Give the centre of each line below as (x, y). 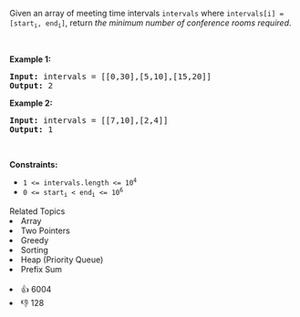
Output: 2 (31, 86)
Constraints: (34, 165)
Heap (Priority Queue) (62, 260)
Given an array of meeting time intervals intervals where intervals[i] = (147, 13)
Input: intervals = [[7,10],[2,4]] (89, 121)
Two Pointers (46, 230)
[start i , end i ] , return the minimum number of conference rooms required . (150, 24)
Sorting (35, 250)
